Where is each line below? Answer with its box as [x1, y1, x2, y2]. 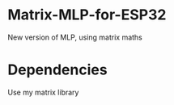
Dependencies [7, 61, 108, 79]
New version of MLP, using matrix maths [7, 32, 143, 42]
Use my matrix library [7, 87, 79, 97]
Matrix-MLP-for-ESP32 [7, 6, 167, 24]
